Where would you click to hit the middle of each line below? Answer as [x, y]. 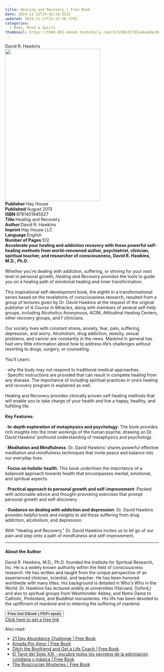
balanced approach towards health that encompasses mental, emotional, [78, 473]
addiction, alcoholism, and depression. [44, 520]
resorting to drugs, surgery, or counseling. [48, 349]
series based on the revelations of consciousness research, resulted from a [81, 297]
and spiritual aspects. [27, 479]
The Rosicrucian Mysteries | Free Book [51, 665]
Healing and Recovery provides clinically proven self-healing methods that [80, 396]
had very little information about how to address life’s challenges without [78, 344]
